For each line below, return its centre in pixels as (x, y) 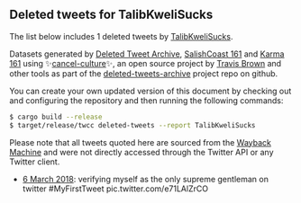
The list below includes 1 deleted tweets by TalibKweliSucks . (121, 36)
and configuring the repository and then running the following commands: (146, 100)
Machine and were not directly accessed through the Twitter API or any (141, 152)
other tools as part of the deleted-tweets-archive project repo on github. (144, 73)
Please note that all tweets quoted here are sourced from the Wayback (141, 142)
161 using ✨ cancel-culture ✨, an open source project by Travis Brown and (146, 63)
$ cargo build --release (56, 117)
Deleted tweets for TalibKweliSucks (111, 15)
